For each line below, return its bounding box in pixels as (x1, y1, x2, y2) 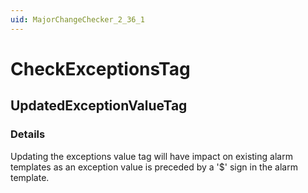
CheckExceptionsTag (10, 57, 191, 80)
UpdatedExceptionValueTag (10, 97, 188, 115)
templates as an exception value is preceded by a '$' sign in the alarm (10, 161, 298, 173)
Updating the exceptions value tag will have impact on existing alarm (10, 150, 293, 162)
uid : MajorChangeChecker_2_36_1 (10, 14, 145, 25)
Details (10, 127, 46, 141)
